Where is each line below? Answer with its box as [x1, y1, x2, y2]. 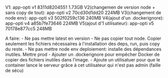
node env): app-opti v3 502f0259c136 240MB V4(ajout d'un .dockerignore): [5, 15, 164, 21]
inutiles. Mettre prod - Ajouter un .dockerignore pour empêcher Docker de [5, 51, 160, 57]
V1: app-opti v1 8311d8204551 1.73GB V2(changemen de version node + [5, 5, 155, 10]
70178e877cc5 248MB [5, 26, 52, 32]
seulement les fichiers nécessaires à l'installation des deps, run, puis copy [5, 41, 160, 47]
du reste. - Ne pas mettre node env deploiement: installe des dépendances [5, 46, 162, 52]
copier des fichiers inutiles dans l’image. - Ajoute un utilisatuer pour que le [5, 57, 160, 62]
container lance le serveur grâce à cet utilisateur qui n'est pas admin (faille [5, 62, 161, 68]
